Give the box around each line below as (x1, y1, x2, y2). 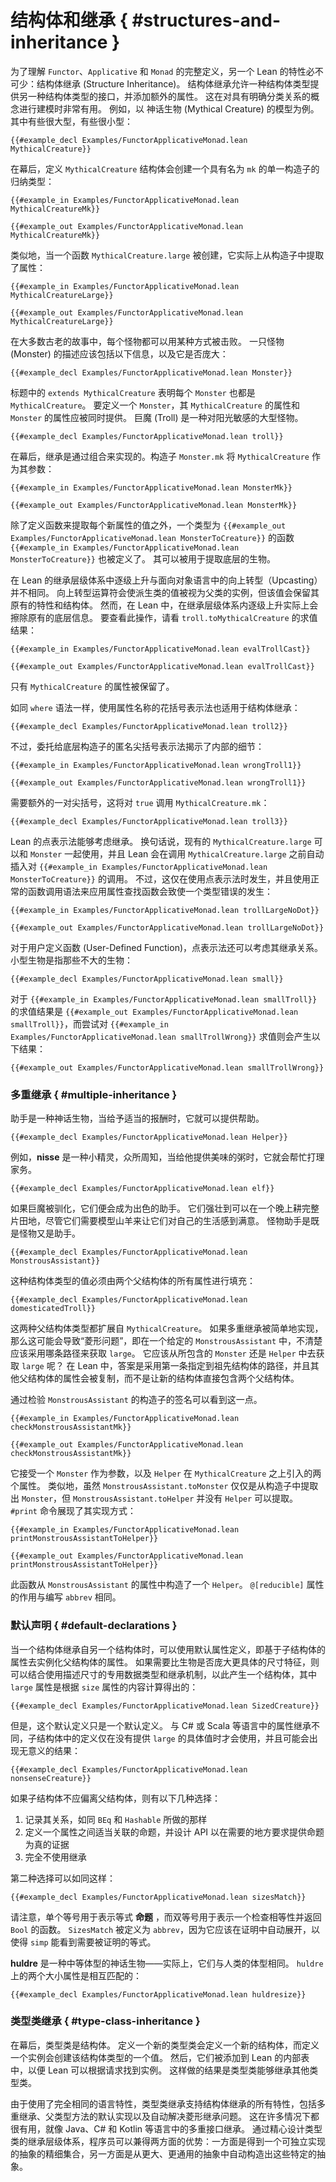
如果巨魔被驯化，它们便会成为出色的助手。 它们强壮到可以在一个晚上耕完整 (10, 1202, 320, 1215)
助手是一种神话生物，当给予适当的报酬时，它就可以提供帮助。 (10, 1112, 265, 1125)
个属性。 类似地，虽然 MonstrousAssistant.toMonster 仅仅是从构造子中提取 (10, 1480, 319, 1492)
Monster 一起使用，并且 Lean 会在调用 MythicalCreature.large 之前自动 (29, 847, 325, 860)
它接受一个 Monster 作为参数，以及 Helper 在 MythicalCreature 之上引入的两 (10, 1467, 322, 1480)
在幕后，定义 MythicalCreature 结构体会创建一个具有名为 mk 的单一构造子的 (10, 162, 320, 175)
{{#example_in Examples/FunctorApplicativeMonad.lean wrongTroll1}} (10, 760, 302, 770)
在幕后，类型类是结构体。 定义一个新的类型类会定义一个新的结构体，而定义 (10, 2039, 320, 2051)
